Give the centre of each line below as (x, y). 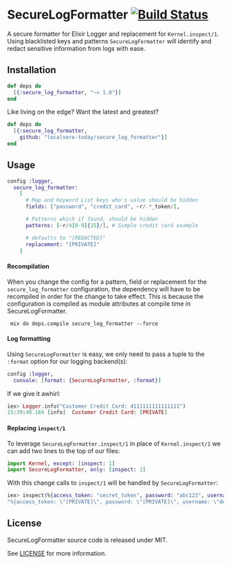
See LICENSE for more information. (57, 553)
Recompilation (28, 267)
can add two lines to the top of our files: (64, 450)
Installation (32, 70)
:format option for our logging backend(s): (67, 361)
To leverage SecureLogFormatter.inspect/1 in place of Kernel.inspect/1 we (114, 443)
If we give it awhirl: (34, 393)
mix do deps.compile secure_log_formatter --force (84, 324)
